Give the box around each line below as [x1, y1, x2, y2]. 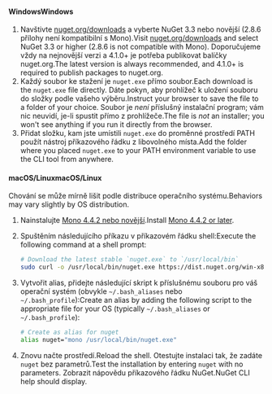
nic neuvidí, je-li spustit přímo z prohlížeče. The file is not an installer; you [19, 111, 265, 121]
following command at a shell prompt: [19, 240, 147, 250]
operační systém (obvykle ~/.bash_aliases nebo [19, 287, 183, 296]
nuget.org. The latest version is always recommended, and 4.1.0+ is [19, 59, 244, 69]
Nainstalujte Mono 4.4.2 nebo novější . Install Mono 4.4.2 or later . [19, 216, 235, 225]
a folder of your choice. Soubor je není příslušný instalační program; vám [19, 103, 264, 112]
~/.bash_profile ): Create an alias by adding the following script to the [19, 295, 253, 305]
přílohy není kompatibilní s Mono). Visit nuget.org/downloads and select [19, 33, 259, 43]
